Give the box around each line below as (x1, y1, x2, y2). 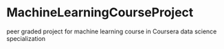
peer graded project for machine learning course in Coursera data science (6, 27, 217, 35)
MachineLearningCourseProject (6, 5, 194, 20)
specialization (6, 34, 46, 42)
